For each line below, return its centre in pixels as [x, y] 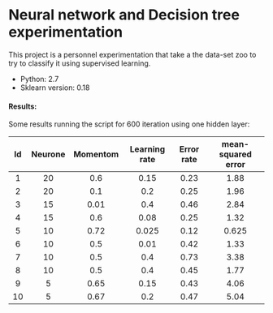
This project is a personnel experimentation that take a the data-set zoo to [132, 54]
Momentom [96, 154]
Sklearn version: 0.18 [55, 88]
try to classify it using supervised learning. [80, 63]
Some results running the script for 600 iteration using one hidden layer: [129, 124]
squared [235, 154]
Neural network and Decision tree [124, 15]
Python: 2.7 [39, 79]
